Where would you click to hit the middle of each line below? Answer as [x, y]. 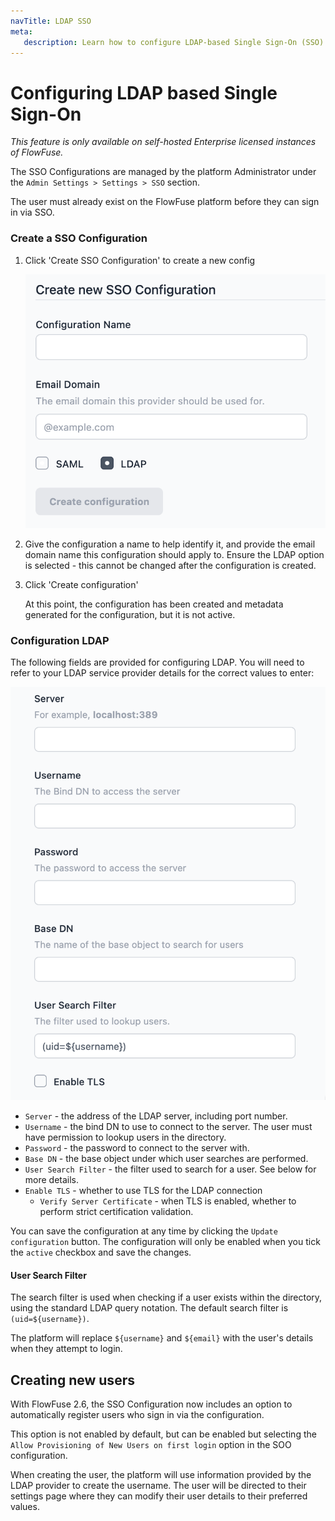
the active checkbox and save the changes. [101, 1252]
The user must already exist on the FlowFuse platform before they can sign [165, 202]
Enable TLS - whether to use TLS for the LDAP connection [143, 1191]
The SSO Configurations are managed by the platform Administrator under [163, 172]
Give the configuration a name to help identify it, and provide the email [170, 544]
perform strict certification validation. [116, 1212]
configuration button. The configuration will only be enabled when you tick [165, 1242]
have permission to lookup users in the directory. [125, 1137]
